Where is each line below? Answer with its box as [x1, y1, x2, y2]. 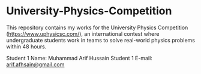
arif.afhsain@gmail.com [6, 61, 65, 68]
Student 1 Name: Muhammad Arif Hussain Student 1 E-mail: [6, 54, 153, 61]
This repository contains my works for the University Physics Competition [6, 24, 188, 31]
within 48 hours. [6, 43, 47, 50]
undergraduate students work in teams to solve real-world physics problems [6, 36, 195, 44]
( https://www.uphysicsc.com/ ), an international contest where [6, 30, 160, 37]
